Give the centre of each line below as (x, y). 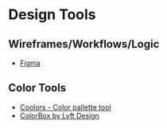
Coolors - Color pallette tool (65, 107)
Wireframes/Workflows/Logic (84, 44)
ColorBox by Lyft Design (59, 115)
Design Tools (52, 15)
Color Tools (37, 88)
